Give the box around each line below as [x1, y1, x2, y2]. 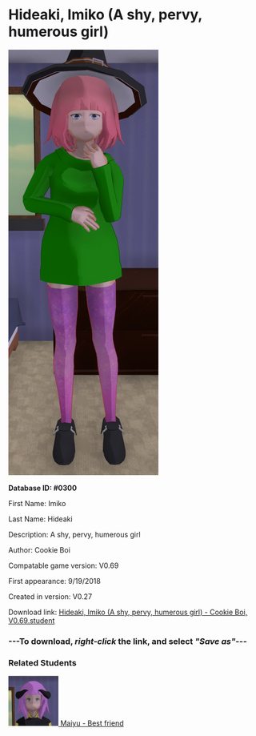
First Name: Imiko [8, 498, 66, 508]
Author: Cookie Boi [8, 545, 70, 554]
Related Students [8, 657, 78, 668]
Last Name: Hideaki [8, 514, 74, 524]
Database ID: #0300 [8, 483, 78, 493]
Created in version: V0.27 [8, 591, 93, 601]
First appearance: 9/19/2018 [8, 576, 102, 585]
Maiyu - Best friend [59, 718, 124, 728]
